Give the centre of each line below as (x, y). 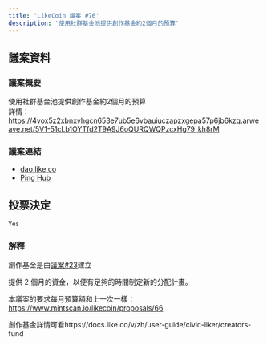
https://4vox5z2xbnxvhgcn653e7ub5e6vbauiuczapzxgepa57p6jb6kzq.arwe (133, 120)
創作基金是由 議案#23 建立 (50, 265)
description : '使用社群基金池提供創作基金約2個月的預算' (94, 23)
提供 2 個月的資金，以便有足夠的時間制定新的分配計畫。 (100, 282)
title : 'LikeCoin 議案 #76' (54, 16)
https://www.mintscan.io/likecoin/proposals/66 (86, 308)
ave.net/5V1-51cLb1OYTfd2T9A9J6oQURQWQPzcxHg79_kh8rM (114, 129)
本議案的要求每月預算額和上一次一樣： (71, 298)
